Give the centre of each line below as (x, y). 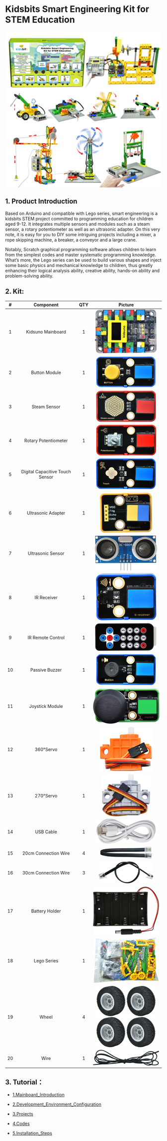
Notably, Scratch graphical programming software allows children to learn (81, 249)
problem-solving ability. (29, 276)
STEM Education (40, 20)
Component (46, 305)
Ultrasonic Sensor (46, 553)
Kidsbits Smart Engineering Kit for (77, 9)
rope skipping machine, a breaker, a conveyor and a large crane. (71, 240)
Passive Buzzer (46, 670)
